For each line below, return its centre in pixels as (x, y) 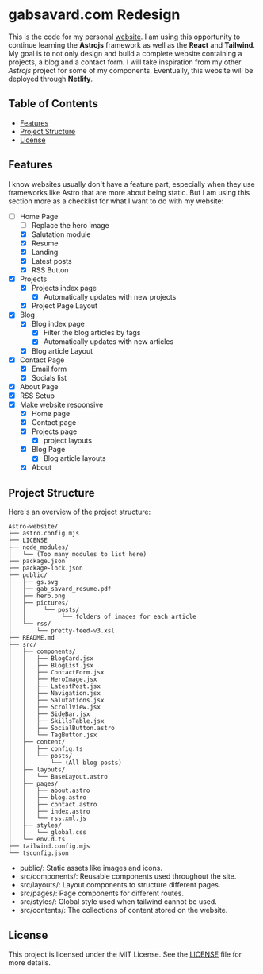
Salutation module (61, 234)
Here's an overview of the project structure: (80, 512)
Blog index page (58, 324)
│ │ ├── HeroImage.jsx (53, 680)
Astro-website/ (33, 527)
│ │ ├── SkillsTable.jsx (56, 721)
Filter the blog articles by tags (92, 333)
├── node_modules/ (38, 547)
